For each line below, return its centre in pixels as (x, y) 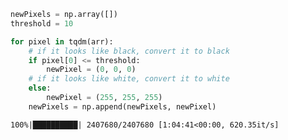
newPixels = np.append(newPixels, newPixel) (122, 106)
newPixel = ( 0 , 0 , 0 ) (91, 70)
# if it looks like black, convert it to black (129, 51)
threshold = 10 (42, 23)
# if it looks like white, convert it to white (129, 79)
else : (40, 88)
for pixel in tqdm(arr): (62, 41)
